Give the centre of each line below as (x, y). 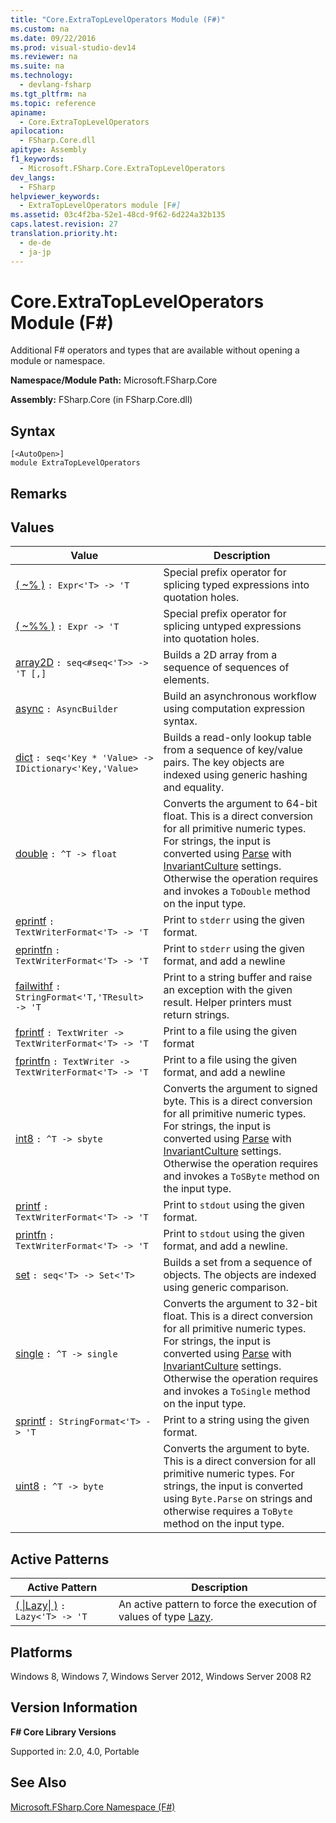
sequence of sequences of (226, 668)
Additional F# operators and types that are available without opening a (155, 350)
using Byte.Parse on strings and (238, 1499)
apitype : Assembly (48, 150)
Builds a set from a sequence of (238, 1263)
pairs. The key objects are (224, 763)
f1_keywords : (37, 159)
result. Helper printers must (227, 1003)
